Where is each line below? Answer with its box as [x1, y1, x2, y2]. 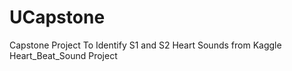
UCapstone [9, 6, 106, 29]
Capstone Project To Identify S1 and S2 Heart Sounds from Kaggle [9, 39, 282, 51]
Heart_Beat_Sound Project [9, 49, 118, 61]
